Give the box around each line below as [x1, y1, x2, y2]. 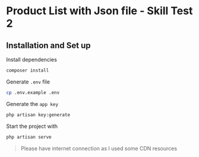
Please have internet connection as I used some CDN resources [20, 145, 177, 152]
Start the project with [6, 123, 58, 130]
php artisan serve [6, 134, 52, 140]
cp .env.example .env [6, 89, 60, 95]
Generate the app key [6, 100, 58, 107]
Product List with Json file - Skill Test [6, 4, 193, 18]
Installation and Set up [6, 40, 91, 50]
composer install [6, 68, 49, 73]
